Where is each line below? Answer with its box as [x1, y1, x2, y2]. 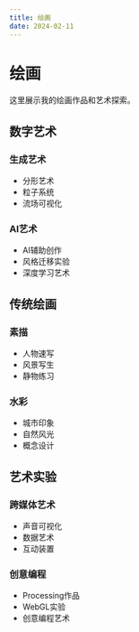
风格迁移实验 [22, 256, 70, 267]
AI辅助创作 [22, 245, 63, 256]
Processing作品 [22, 590, 81, 601]
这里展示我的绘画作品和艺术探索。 [9, 95, 135, 106]
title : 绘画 [9, 13, 51, 23]
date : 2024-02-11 [9, 22, 74, 31]
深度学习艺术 [22, 267, 70, 278]
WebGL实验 [22, 601, 65, 612]
